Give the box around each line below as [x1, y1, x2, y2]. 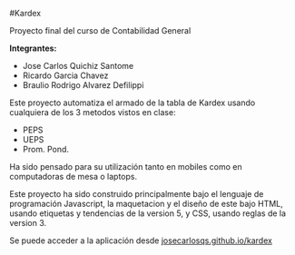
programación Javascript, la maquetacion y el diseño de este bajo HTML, [9, 199, 283, 209]
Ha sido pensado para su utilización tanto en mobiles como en [9, 162, 242, 172]
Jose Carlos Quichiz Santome [22, 61, 134, 71]
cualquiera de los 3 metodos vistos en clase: [9, 107, 176, 117]
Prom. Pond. [22, 144, 70, 154]
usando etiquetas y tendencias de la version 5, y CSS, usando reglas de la [9, 208, 287, 219]
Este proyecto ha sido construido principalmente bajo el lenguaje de [9, 189, 264, 199]
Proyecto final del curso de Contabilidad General [9, 25, 192, 35]
